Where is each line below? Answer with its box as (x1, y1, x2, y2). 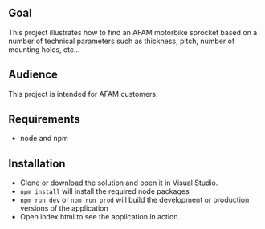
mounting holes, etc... (8, 44, 80, 54)
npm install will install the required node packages (19, 187, 190, 196)
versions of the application (19, 203, 108, 213)
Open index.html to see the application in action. (19, 212, 181, 222)
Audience (8, 68, 59, 82)
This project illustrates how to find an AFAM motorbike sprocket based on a (8, 27, 258, 37)
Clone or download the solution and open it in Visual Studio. (19, 178, 218, 187)
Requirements (8, 112, 80, 127)
